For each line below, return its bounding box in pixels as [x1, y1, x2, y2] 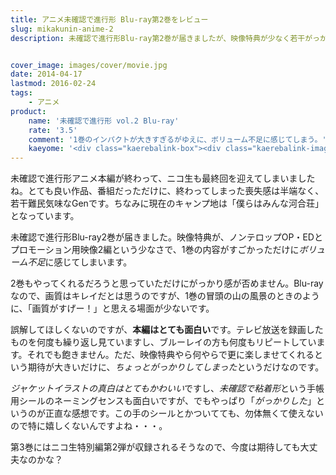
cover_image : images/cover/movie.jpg [10, 60, 168, 70]
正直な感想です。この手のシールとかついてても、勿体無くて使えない [44, 407, 324, 420]
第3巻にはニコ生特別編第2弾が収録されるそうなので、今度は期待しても [10, 441, 301, 453]
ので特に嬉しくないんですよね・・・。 [10, 420, 168, 432]
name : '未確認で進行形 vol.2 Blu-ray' [28, 116, 180, 126]
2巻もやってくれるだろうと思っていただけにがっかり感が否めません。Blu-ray [10, 277, 324, 290]
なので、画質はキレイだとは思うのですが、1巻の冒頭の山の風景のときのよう [10, 290, 320, 302]
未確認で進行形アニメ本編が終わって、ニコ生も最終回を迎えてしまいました [10, 172, 316, 185]
